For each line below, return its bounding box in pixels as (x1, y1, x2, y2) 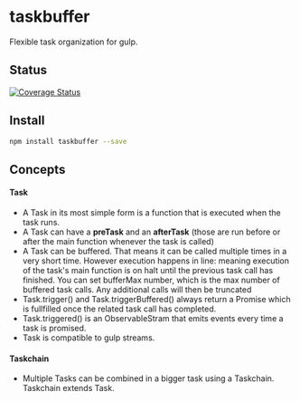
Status (9, 62, 48, 78)
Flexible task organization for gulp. (9, 36, 138, 47)
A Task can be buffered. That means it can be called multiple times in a (22, 246, 287, 257)
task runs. (22, 217, 61, 228)
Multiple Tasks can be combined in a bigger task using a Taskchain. (22, 373, 275, 384)
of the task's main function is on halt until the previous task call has (22, 265, 274, 276)
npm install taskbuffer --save (9, 137, 127, 146)
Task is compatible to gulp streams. (22, 332, 155, 343)
